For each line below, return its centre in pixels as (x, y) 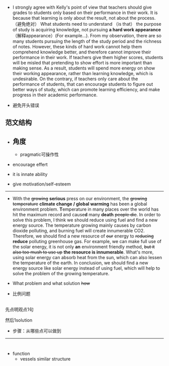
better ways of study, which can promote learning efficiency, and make (86, 89)
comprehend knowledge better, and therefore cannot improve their (82, 52)
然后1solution (19, 320)
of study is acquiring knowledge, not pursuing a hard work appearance (87, 29)
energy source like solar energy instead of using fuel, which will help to (86, 268)
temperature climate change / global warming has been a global (80, 204)
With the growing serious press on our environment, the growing (80, 199)
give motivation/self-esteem (42, 184)
